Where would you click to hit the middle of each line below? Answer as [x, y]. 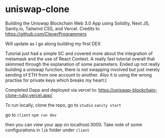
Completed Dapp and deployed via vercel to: [51, 90]
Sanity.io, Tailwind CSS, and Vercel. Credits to [53, 28]
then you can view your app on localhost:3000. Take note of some [74, 124]
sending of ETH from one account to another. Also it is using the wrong [78, 75]
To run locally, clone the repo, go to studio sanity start [63, 105]
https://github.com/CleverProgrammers [46, 34]
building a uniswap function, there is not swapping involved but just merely [82, 70]
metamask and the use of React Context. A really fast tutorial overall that [80, 58]
